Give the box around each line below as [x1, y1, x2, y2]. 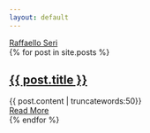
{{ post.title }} [9, 73, 88, 88]
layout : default [9, 12, 69, 22]
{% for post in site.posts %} [9, 46, 110, 58]
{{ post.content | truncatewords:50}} [9, 96, 142, 106]
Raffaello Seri [9, 37, 58, 48]
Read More [9, 106, 49, 116]
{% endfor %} [9, 114, 60, 125]
